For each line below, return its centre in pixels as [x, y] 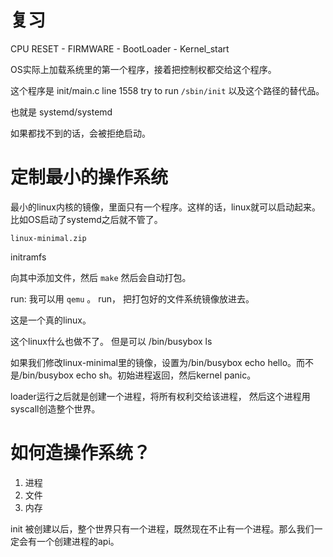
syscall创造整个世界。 [55, 408]
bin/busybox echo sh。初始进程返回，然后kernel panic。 [139, 375]
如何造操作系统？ [81, 453]
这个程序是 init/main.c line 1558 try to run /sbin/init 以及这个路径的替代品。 [167, 90]
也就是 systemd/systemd [61, 112]
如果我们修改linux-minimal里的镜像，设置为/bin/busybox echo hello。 [153, 362]
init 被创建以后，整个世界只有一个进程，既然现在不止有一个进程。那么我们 [162, 528]
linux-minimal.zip [48, 238]
